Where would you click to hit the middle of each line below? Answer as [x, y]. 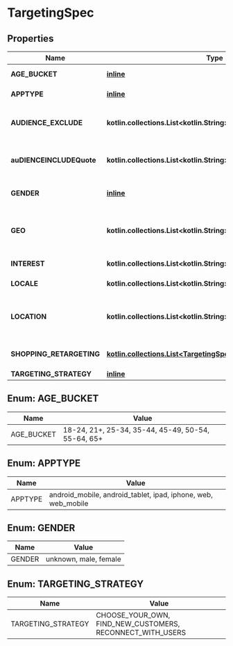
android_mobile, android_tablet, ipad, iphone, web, [131, 494]
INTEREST [28, 264]
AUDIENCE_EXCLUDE [47, 123]
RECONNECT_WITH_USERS [141, 633]
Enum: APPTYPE [44, 463]
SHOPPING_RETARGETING [55, 354]
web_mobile [69, 503]
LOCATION [29, 316]
